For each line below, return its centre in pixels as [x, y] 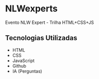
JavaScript [23, 61]
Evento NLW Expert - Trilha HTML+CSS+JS [49, 22]
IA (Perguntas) [27, 71]
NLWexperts [32, 9]
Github [19, 66]
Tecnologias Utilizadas [41, 38]
